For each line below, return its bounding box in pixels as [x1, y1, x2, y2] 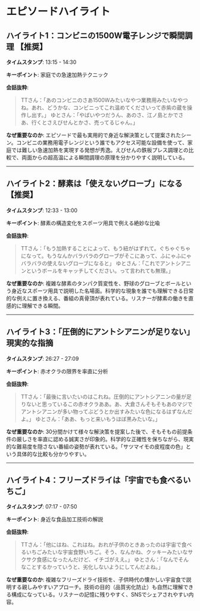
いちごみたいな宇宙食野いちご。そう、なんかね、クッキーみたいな [26, 548, 188, 556]
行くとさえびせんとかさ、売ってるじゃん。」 [31, 119, 139, 126]
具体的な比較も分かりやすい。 [16, 450, 90, 457]
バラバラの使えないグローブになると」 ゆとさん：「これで [20, 259, 161, 266]
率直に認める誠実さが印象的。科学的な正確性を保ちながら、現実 [37, 435, 194, 442]
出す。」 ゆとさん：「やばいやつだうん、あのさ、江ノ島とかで [31, 111, 179, 119]
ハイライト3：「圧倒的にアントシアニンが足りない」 [6, 327, 190, 337]
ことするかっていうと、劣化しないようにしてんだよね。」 [26, 563, 164, 570]
